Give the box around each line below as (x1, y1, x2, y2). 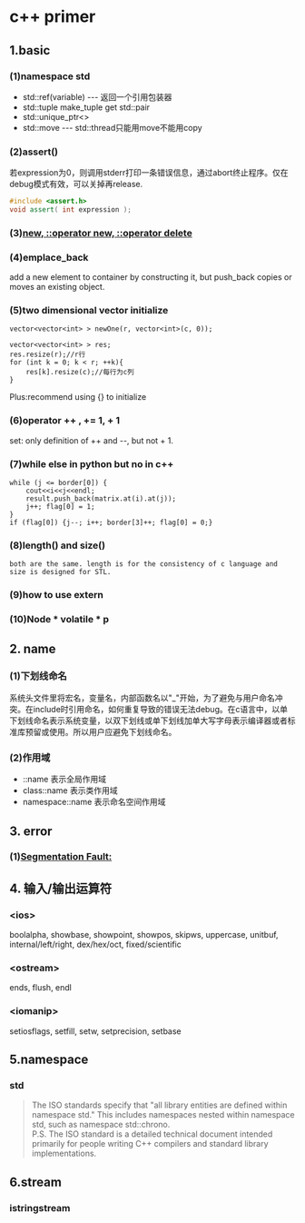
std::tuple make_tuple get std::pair (22, 102, 151, 113)
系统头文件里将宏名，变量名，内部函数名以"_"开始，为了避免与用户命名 (9, 692, 275, 703)
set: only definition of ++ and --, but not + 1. (9, 434, 174, 446)
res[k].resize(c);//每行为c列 (25, 368, 134, 377)
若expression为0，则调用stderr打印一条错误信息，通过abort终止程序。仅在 (9, 167, 289, 178)
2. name (9, 641, 56, 656)
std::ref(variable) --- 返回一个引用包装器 (22, 91, 172, 102)
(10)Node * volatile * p (9, 613, 110, 626)
